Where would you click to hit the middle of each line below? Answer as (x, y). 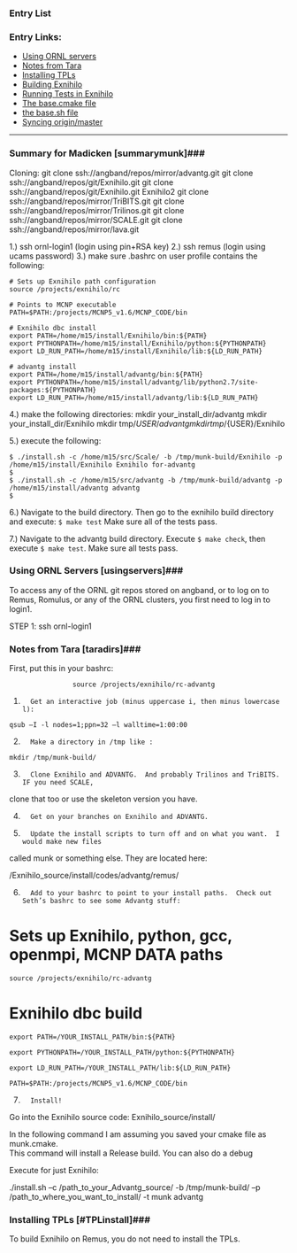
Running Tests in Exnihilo (67, 94)
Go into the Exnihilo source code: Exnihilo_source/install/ (112, 1117)
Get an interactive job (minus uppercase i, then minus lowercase (155, 702)
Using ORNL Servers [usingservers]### (96, 571)
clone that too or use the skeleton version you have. (103, 799)
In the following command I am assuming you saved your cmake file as (138, 1134)
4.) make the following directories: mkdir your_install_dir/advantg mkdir (138, 414)
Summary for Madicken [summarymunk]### (107, 153)
